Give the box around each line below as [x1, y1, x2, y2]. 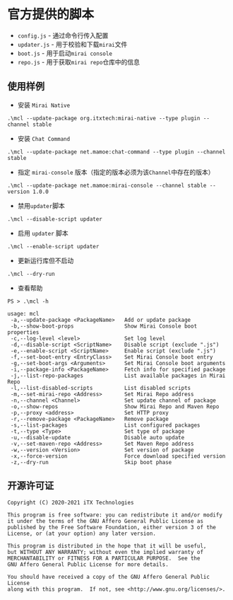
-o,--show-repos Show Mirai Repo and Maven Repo [10, 403, 220, 410]
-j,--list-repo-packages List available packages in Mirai [10, 372, 226, 379]
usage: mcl [7, 310, 40, 317]
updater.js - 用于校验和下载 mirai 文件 [17, 40, 128, 48]
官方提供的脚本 [7, 6, 95, 23]
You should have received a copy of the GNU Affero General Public [7, 573, 210, 580]
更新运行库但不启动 [17, 256, 74, 265]
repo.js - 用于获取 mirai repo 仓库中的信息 [17, 57, 140, 66]
